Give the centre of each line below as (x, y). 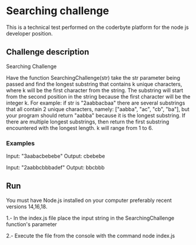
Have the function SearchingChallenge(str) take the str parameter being (93, 77)
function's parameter (31, 224)
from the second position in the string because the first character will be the (98, 96)
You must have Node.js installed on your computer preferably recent (89, 200)
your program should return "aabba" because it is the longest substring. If (96, 115)
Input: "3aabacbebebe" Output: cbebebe (56, 156)
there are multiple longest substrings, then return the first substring (88, 122)
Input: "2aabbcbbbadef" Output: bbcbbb (55, 168)
